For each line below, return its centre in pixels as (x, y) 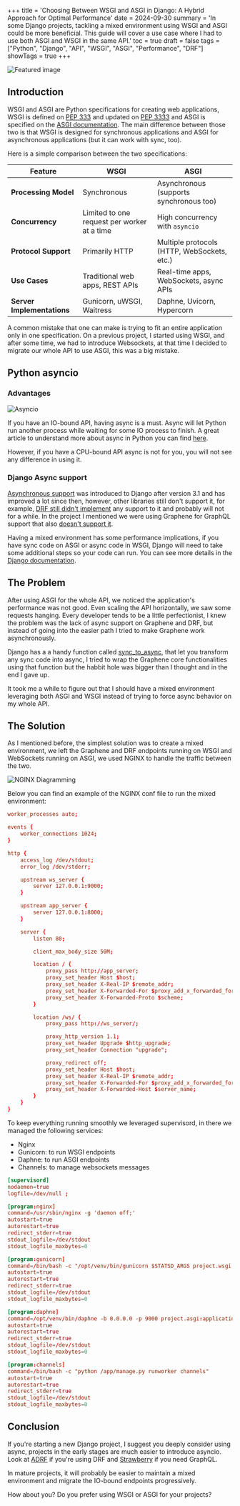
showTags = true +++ (39, 56)
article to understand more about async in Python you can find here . (108, 438)
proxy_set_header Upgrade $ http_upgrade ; (108, 1043)
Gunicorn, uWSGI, (112, 301)
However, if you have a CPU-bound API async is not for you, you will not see (120, 452)
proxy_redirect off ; (76, 1063)
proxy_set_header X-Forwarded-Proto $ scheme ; (114, 997)
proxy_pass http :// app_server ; (92, 971)
